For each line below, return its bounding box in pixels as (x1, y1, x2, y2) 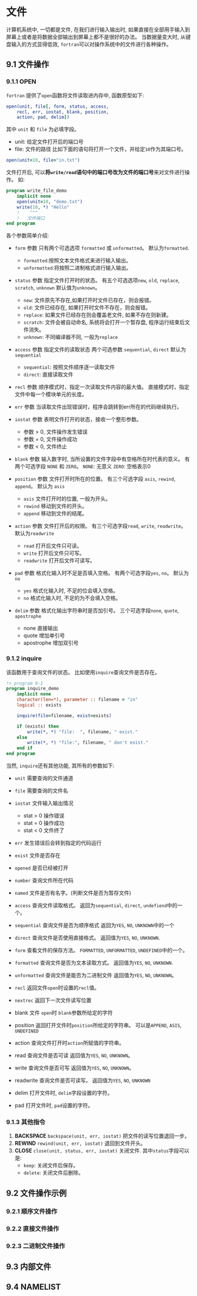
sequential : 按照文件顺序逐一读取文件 (23, 364, 115, 371)
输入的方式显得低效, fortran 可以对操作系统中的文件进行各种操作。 (11, 41, 172, 48)
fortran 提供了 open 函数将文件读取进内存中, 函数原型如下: (6, 92, 144, 99)
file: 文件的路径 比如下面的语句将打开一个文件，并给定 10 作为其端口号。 (14, 145, 187, 153)
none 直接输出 (23, 625, 58, 632)
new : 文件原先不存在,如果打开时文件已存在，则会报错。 (23, 296, 155, 304)
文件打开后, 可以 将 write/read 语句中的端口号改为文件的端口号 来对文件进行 (6, 169, 185, 176)
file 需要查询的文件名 (14, 787, 69, 794)
